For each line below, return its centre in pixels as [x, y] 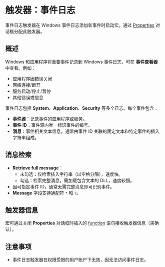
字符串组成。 [25, 137]
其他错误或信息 [28, 97]
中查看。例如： [20, 68]
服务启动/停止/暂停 [31, 91]
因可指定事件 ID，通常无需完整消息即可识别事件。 [63, 186]
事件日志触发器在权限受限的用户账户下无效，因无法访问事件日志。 [80, 260]
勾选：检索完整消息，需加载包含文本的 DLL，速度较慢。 [77, 180]
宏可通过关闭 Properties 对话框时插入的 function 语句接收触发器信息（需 [80, 223]
